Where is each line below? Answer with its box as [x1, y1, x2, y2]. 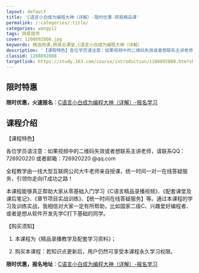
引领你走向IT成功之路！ [16, 175, 73, 182]
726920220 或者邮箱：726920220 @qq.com [6, 155, 116, 162]
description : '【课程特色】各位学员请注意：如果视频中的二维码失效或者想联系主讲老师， [6, 48, 198, 54]
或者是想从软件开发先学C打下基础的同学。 [6, 210, 109, 217]
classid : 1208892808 [6, 53, 57, 59]
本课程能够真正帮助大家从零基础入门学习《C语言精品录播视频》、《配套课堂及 [6, 188, 192, 195]
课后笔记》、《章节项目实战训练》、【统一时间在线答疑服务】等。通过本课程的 [6, 195, 188, 202]
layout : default [6, 8, 46, 15]
